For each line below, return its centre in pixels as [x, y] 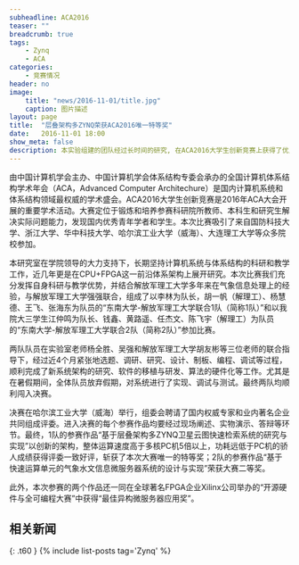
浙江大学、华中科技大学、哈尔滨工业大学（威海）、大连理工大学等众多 [151, 232]
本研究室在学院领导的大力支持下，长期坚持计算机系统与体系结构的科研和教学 [149, 262]
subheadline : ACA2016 [49, 17]
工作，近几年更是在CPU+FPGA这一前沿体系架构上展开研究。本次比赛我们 [143, 274]
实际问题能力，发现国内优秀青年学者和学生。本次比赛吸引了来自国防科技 [149, 221]
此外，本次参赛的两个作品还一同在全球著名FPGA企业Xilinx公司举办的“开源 [144, 486]
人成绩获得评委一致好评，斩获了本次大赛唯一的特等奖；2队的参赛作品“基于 [146, 457]
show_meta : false [41, 142]
